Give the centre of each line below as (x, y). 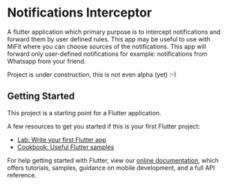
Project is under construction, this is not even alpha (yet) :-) (92, 75)
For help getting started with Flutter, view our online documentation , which (113, 160)
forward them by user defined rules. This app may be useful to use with (109, 39)
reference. (22, 175)
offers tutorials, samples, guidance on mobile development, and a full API (111, 168)
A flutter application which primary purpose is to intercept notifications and (114, 32)
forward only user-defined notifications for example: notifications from (107, 54)
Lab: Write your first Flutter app (62, 139)
